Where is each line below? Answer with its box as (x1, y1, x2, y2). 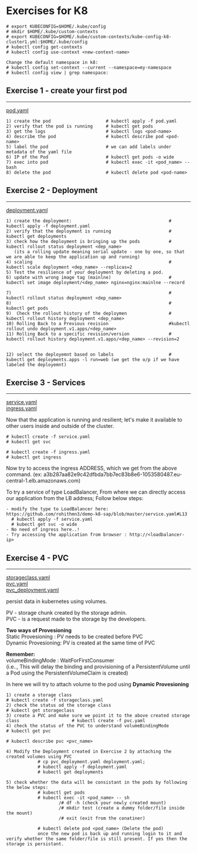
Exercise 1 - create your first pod (6, 86, 127, 96)
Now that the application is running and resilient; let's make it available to (6, 416, 183, 423)
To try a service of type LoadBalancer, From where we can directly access (6, 488, 186, 495)
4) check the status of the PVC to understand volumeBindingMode (6, 723, 169, 729)
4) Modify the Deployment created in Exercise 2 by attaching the (6, 749, 172, 755)
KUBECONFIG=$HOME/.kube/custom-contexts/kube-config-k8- (29, 33, 172, 39)
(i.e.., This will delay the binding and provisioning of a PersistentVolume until (6, 663, 191, 670)
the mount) (6, 810, 33, 817)
